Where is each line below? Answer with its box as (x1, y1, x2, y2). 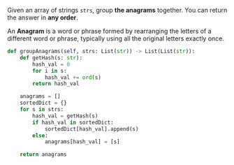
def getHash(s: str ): (20, 54, 82, 62)
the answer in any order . (7, 13, 78, 22)
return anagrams (20, 151, 68, 158)
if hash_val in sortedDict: (32, 119, 114, 126)
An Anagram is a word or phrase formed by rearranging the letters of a (7, 27, 212, 35)
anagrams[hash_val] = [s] (44, 138, 120, 145)
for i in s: (32, 67, 68, 74)
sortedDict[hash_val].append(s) (44, 125, 139, 132)
